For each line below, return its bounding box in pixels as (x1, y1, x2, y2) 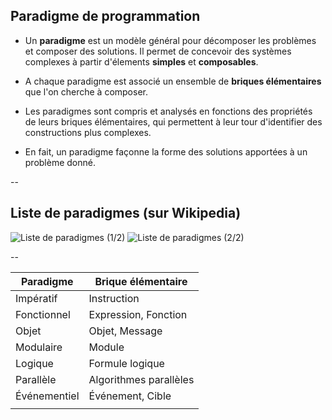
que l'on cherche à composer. (24, 85, 148, 98)
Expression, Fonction (88, 307, 188, 321)
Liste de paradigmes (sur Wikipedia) (10, 205, 242, 222)
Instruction (88, 291, 140, 305)
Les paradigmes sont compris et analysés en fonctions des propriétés (24, 105, 313, 117)
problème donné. (24, 156, 96, 168)
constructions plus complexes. (24, 126, 152, 138)
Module (88, 340, 125, 354)
